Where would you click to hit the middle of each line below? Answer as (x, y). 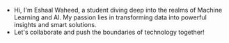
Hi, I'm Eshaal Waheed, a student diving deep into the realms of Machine (118, 10)
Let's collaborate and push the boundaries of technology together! (109, 32)
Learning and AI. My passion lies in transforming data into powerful (110, 17)
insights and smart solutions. (55, 25)
